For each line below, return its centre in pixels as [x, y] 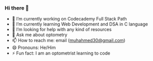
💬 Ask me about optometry [39, 35]
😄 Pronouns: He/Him [34, 47]
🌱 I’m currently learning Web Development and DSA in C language [80, 24]
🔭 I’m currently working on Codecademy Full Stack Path [69, 19]
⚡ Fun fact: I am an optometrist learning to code [61, 53]
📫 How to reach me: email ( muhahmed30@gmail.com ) [68, 40]
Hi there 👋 [17, 8]
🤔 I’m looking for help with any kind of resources [62, 29]
